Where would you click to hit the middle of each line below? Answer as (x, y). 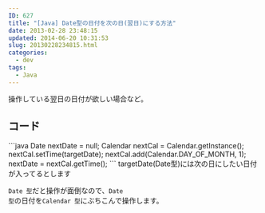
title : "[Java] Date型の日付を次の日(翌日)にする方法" (93, 23)
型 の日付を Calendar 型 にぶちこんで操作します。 (86, 201)
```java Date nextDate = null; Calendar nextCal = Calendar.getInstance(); (127, 146)
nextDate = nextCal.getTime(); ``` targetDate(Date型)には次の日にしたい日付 (133, 164)
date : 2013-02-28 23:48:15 (53, 30)
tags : (17, 68)
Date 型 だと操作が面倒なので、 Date (66, 191)
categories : (28, 53)
